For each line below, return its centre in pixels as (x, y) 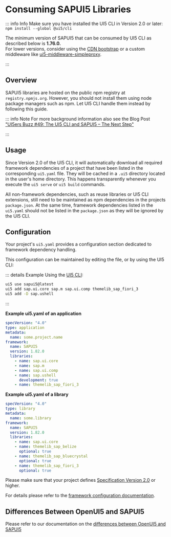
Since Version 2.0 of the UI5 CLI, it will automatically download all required (84, 163)
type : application (25, 328)
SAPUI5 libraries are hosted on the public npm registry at (65, 93)
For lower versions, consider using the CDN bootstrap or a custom (75, 49)
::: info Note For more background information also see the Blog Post (78, 119)
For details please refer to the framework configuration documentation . (80, 496)
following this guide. (27, 109)
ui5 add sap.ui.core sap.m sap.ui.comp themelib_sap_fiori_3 (72, 289)
